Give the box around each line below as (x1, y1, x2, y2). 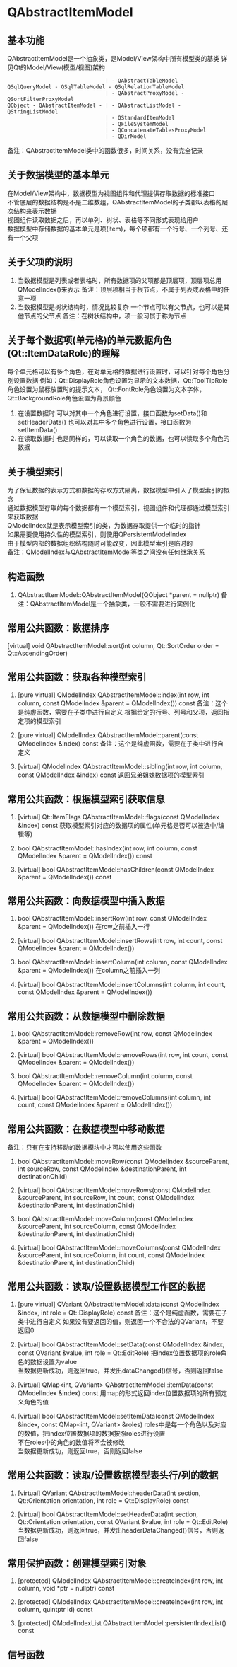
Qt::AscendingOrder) (7, 649, 68, 657)
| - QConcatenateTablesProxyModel (104, 127, 207, 134)
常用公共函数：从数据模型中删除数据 (7, 1010, 165, 1022)
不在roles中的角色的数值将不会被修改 (17, 1438, 126, 1446)
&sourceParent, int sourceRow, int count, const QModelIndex (17, 1193, 195, 1201)
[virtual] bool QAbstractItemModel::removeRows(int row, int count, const (17, 1051, 229, 1059)
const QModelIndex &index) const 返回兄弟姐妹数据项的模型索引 (17, 771, 205, 779)
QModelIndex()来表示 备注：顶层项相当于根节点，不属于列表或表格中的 (17, 284, 224, 294)
